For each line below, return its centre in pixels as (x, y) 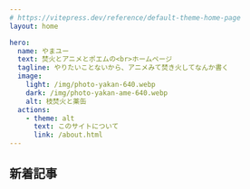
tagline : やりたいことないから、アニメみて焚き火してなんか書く (123, 68)
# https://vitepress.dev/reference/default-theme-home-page (125, 18)
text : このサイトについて (76, 127)
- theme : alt (50, 118)
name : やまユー (43, 51)
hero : (19, 43)
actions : (34, 109)
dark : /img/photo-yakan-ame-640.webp (97, 93)
